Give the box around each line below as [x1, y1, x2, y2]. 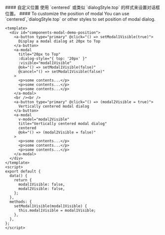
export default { [5, 169, 41, 174]
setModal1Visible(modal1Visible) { [14, 204, 87, 209]
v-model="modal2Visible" [18, 117, 70, 122]
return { [14, 177, 32, 182]
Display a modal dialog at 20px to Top [18, 39, 100, 44]
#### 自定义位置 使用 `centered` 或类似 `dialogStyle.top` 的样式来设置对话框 [5, 4, 160, 10]
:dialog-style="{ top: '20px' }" [18, 56, 87, 61]
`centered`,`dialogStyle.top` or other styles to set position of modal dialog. [5, 16, 156, 22]
